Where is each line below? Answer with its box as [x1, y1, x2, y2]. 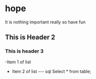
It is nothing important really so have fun [5, 19, 86, 25]
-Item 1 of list [5, 59, 32, 65]
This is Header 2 [5, 33, 56, 41]
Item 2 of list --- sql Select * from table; [12, 68, 91, 74]
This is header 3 [5, 48, 44, 55]
